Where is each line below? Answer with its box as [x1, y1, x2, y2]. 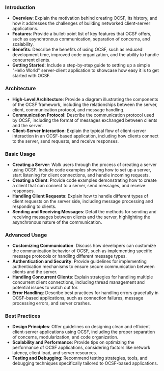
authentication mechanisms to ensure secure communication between [12, 264, 155, 270]
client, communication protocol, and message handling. [12, 106, 125, 112]
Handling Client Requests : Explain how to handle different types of [12, 193, 149, 199]
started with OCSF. [12, 73, 51, 79]
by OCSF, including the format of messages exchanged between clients [12, 117, 158, 123]
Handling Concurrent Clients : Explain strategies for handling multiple [12, 274, 153, 280]
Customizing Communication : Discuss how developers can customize [12, 243, 156, 249]
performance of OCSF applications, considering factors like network [12, 344, 151, 351]
